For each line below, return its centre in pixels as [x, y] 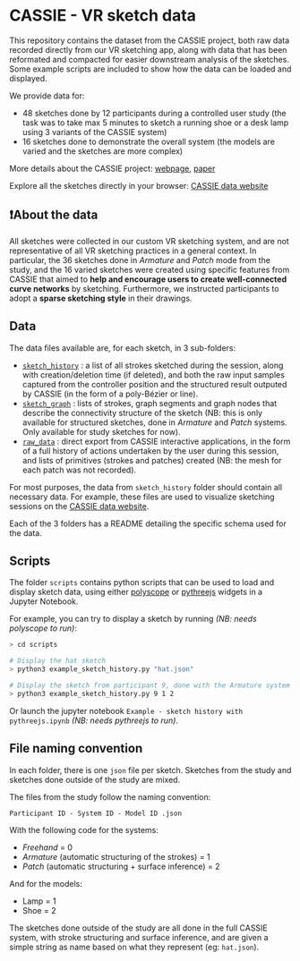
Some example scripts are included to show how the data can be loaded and [150, 69]
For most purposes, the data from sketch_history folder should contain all [146, 487]
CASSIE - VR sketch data [103, 16]
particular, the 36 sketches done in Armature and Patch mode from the [140, 259]
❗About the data [54, 215]
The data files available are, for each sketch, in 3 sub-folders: [123, 348]
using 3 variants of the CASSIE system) [94, 132]
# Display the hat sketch [57, 661]
